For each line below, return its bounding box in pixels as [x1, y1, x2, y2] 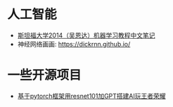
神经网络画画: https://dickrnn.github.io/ [17, 39, 131, 48]
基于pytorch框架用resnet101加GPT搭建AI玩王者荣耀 [17, 92, 166, 100]
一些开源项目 [7, 68, 82, 83]
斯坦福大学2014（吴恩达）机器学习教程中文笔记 [17, 31, 155, 39]
